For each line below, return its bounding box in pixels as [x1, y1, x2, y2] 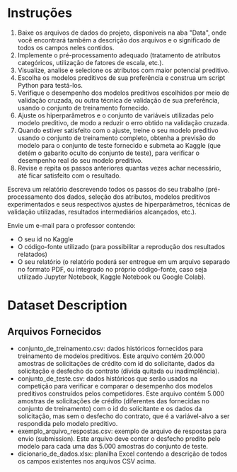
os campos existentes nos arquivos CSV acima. [17, 456, 156, 465]
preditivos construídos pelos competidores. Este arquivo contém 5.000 [17, 389, 225, 398]
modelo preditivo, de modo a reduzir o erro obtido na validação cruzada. [17, 118, 230, 127]
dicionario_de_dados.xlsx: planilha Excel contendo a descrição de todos [17, 449, 228, 458]
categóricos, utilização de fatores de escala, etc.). [17, 58, 164, 67]
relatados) [17, 250, 48, 258]
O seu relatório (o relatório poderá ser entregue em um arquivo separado [17, 257, 231, 266]
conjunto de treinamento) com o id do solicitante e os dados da [17, 404, 202, 413]
